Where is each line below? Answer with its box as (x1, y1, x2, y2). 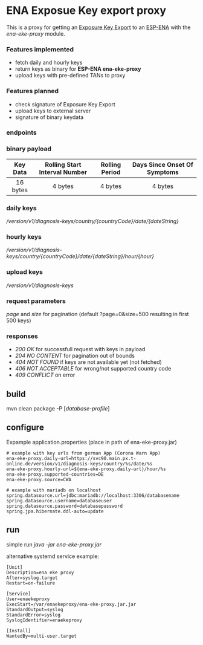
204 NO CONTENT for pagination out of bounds (14, 352, 135, 360)
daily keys (6, 204, 37, 212)
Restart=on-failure (6, 580, 56, 586)
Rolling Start (45, 160, 82, 169)
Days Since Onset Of (132, 160, 193, 169)
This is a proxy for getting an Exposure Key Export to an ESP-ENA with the (6, 24, 191, 31)
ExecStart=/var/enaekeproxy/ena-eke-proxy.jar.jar (6, 601, 137, 608)
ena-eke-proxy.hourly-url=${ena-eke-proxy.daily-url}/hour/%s (6, 466, 166, 472)
